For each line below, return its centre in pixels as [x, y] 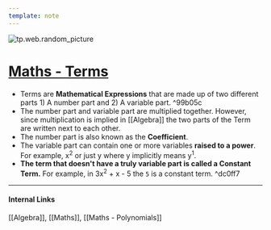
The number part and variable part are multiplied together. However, [133, 111]
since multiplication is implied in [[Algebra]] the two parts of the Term [135, 119]
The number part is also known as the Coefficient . [104, 136]
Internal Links [32, 199]
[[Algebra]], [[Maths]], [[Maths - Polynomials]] [85, 218]
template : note [34, 16]
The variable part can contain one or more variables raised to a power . [138, 145]
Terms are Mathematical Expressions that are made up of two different [139, 94]
